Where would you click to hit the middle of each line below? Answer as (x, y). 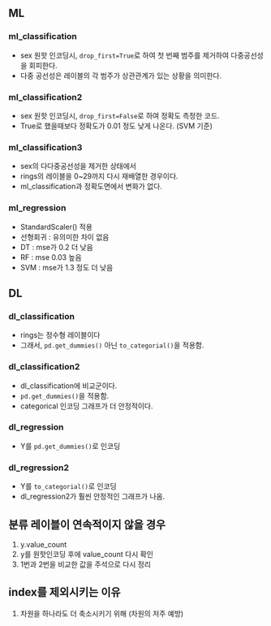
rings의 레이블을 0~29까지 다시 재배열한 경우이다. (99, 176)
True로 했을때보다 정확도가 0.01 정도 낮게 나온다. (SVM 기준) (116, 126)
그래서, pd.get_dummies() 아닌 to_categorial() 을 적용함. (112, 345)
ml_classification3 (45, 147)
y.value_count (43, 544)
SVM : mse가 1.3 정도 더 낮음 (67, 267)
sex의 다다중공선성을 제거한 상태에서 (78, 166)
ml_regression (37, 208)
